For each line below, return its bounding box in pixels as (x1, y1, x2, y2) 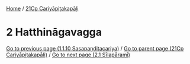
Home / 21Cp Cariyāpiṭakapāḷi (6, 5, 79, 12)
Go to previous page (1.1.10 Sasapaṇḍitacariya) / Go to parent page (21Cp (6, 45, 184, 52)
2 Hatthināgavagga (6, 26, 102, 39)
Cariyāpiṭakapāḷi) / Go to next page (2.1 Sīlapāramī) (6, 51, 130, 58)
